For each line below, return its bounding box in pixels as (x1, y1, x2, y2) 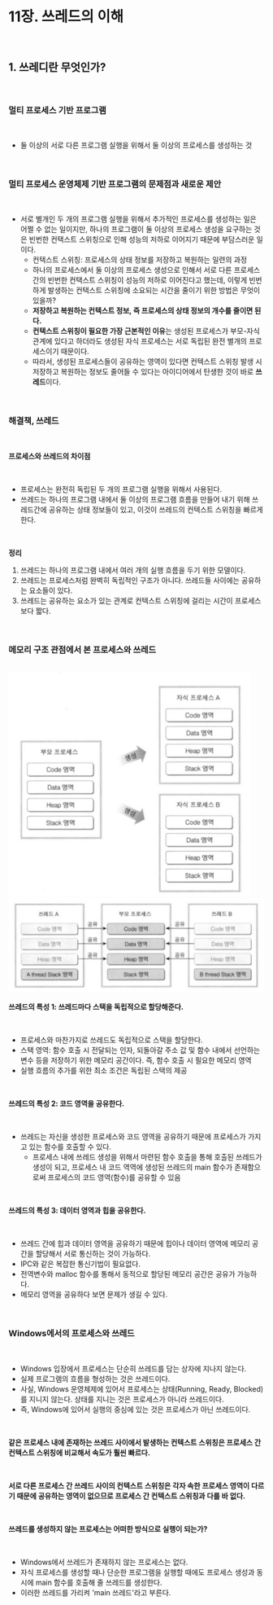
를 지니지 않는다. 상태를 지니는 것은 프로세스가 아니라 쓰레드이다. (19, 1394, 225, 1404)
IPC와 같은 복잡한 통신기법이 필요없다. (19, 1259, 141, 1269)
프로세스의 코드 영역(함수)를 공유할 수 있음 (47, 1173, 181, 1182)
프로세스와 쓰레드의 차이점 (8, 451, 91, 461)
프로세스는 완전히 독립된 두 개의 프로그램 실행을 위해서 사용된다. (19, 484, 222, 493)
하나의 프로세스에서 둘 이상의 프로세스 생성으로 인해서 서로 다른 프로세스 (32, 265, 261, 275)
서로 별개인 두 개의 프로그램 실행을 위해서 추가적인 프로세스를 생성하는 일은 (19, 214, 258, 224)
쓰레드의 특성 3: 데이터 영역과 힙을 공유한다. (8, 1206, 146, 1216)
